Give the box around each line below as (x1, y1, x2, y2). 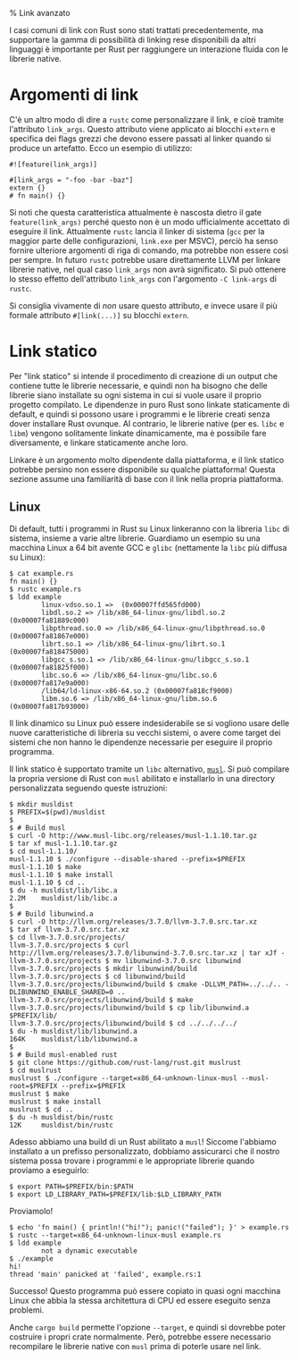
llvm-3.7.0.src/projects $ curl (9, 941, 129, 950)
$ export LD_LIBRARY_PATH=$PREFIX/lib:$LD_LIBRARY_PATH (9, 1189, 221, 1199)
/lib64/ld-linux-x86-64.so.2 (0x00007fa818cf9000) (41, 686, 234, 696)
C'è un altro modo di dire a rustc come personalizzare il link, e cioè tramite (9, 114, 284, 124)
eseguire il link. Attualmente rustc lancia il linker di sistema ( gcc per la (9, 225, 265, 236)
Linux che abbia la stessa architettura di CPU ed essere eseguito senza (9, 1295, 270, 1305)
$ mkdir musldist (9, 799, 74, 808)
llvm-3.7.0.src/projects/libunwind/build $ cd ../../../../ (9, 1018, 238, 1027)
